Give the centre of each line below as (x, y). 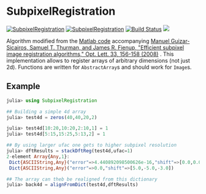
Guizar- (180, 41)
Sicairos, (17, 47)
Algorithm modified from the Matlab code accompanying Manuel (88, 41)
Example (23, 86)
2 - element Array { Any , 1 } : (38, 157)
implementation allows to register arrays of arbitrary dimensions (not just (98, 60)
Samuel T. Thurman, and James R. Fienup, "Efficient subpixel (107, 47)
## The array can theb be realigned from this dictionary (82, 179)
